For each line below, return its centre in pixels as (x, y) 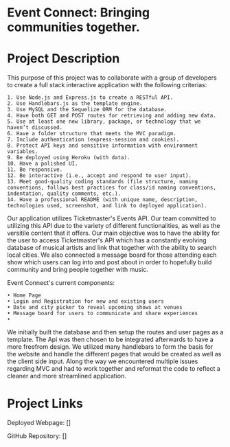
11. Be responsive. (35, 170)
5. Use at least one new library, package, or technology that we (104, 122)
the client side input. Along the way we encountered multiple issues (103, 361)
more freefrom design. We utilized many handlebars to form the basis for (110, 347)
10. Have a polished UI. (43, 164)
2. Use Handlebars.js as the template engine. (75, 104)
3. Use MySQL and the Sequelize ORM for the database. (87, 110)
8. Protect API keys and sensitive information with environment (102, 146)
